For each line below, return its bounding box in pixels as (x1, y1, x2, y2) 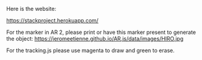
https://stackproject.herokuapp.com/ (6, 17, 99, 24)
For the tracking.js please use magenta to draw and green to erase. (6, 47, 175, 54)
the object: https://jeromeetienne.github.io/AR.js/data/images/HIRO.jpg (6, 35, 184, 42)
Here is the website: (6, 5, 57, 12)
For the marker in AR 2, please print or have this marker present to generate (6, 28, 197, 36)
